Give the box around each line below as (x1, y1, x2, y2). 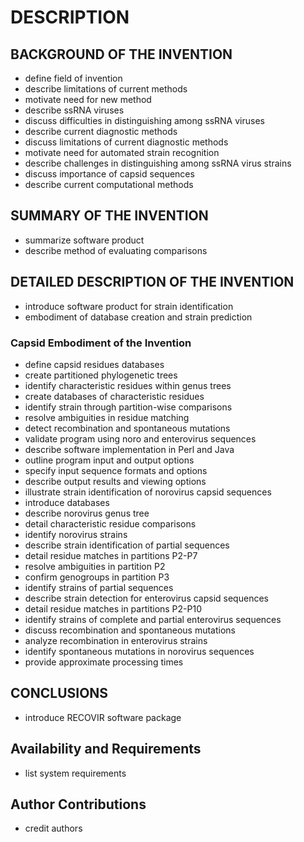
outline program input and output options (24, 454, 195, 466)
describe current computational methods (24, 179, 194, 190)
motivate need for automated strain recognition (24, 147, 220, 158)
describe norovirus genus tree (24, 507, 150, 519)
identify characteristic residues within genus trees (24, 379, 232, 391)
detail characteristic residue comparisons (24, 517, 197, 530)
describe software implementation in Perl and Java (24, 443, 235, 455)
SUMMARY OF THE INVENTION (10, 207, 209, 225)
